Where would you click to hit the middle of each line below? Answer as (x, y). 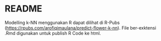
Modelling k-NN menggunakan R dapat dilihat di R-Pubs (62, 22)
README (23, 9)
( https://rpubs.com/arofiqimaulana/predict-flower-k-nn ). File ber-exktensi (80, 27)
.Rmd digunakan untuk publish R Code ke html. (53, 33)
